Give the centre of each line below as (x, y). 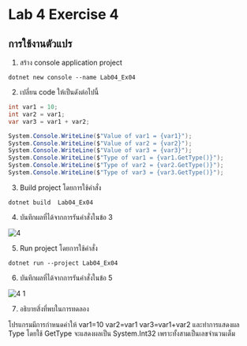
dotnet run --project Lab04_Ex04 (63, 263)
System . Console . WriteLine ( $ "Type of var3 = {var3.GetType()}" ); (116, 173)
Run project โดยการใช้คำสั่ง (58, 248)
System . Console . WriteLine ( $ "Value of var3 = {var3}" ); (100, 151)
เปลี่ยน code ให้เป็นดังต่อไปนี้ (59, 92)
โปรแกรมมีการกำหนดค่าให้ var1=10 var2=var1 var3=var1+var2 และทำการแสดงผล (124, 324)
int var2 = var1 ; (37, 114)
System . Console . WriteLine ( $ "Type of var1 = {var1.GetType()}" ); (116, 158)
